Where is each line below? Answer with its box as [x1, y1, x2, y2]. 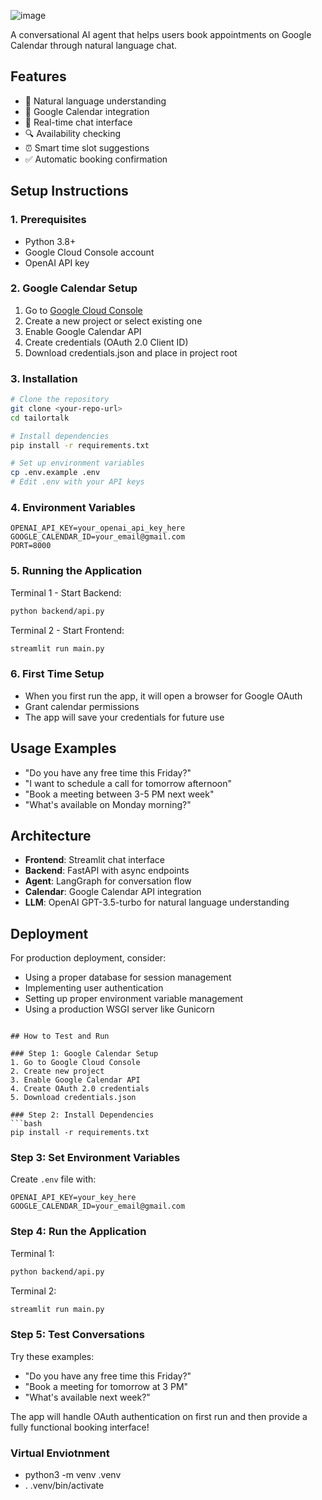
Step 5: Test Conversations [10, 1328, 145, 1342]
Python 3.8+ [24, 235, 77, 247]
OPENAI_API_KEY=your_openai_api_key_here [10, 523, 186, 534]
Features [10, 68, 67, 85]
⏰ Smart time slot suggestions [24, 141, 150, 154]
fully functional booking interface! [10, 1421, 150, 1433]
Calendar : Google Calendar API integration [24, 886, 202, 898]
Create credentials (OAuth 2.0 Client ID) [24, 336, 189, 348]
